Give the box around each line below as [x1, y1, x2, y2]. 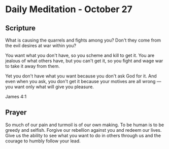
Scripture [5, 24, 36, 32]
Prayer [5, 108, 27, 117]
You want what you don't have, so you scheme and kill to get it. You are [5, 52, 155, 58]
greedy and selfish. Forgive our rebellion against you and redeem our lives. [5, 127, 162, 133]
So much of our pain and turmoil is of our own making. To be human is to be [5, 122, 164, 128]
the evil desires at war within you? [5, 43, 77, 49]
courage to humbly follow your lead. [5, 138, 81, 144]
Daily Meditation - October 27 [5, 4, 133, 15]
